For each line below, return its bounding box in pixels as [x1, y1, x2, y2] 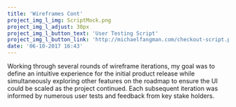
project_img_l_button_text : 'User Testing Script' [7, 29, 159, 37]
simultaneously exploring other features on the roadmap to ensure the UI [7, 77, 218, 85]
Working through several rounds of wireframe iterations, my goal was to [7, 62, 216, 70]
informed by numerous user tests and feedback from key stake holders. [7, 92, 215, 100]
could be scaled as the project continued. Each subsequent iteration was [7, 85, 218, 92]
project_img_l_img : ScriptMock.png [7, 17, 112, 24]
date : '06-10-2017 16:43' [7, 43, 83, 50]
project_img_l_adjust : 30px [7, 23, 90, 30]
